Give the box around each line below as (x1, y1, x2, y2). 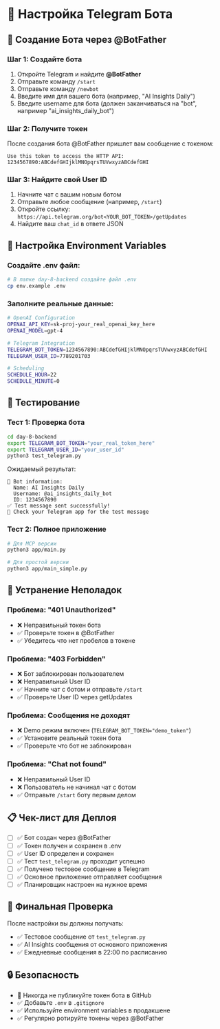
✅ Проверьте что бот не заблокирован (16, 741, 132, 750)
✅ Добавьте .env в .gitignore (16, 998, 104, 1006)
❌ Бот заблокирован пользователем (16, 670, 124, 678)
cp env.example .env (7, 283, 67, 290)
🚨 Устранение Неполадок (7, 584, 122, 596)
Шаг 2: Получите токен (7, 123, 88, 133)
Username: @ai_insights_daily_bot (13, 490, 112, 497)
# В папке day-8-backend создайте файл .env (7, 276, 137, 283)
